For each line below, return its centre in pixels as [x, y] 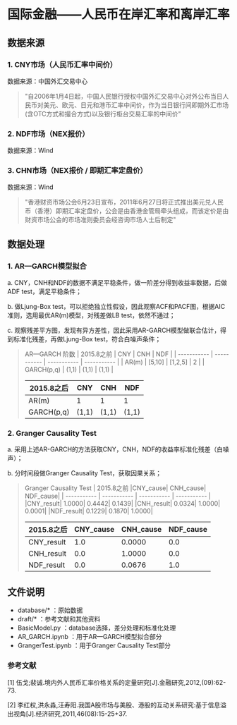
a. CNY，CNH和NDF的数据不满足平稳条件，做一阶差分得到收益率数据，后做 [117, 283]
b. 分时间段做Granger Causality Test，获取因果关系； [85, 473]
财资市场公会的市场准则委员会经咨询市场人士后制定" [100, 220]
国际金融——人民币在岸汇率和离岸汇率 [119, 14]
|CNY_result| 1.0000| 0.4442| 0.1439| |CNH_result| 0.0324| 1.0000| [122, 504]
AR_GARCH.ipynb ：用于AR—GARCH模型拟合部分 [90, 637]
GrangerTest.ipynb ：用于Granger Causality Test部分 [94, 645]
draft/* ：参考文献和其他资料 [59, 619]
